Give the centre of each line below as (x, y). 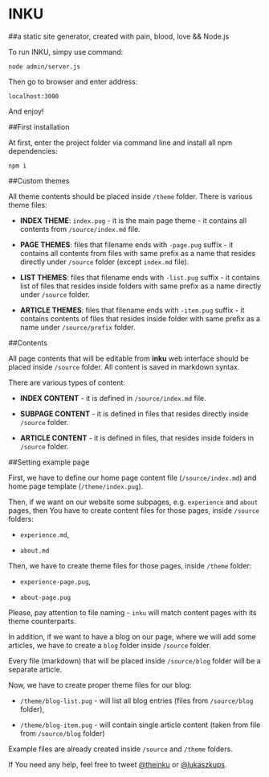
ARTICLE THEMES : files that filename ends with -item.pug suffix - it (132, 310)
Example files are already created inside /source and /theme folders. (120, 749)
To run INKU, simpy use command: (66, 52)
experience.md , (45, 534)
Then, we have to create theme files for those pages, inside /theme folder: (130, 565)
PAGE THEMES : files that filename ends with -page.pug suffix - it (126, 244)
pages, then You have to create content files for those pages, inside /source (134, 510)
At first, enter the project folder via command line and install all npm (120, 143)
